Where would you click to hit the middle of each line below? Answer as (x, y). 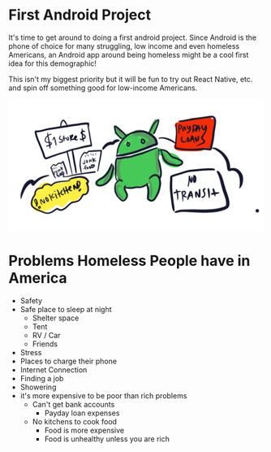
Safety (31, 300)
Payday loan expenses (82, 413)
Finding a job (42, 378)
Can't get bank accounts (73, 404)
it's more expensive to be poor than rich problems (103, 395)
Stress (31, 352)
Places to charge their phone (69, 361)
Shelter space (56, 318)
